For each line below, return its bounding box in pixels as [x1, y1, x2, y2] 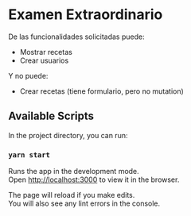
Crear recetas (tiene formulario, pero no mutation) [19, 86, 185, 96]
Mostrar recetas [19, 47, 73, 56]
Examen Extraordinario [8, 6, 163, 24]
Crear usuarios [19, 56, 69, 65]
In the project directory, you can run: [8, 130, 128, 140]
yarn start [8, 150, 50, 160]
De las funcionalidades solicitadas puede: [8, 32, 145, 41]
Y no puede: [8, 71, 49, 80]
